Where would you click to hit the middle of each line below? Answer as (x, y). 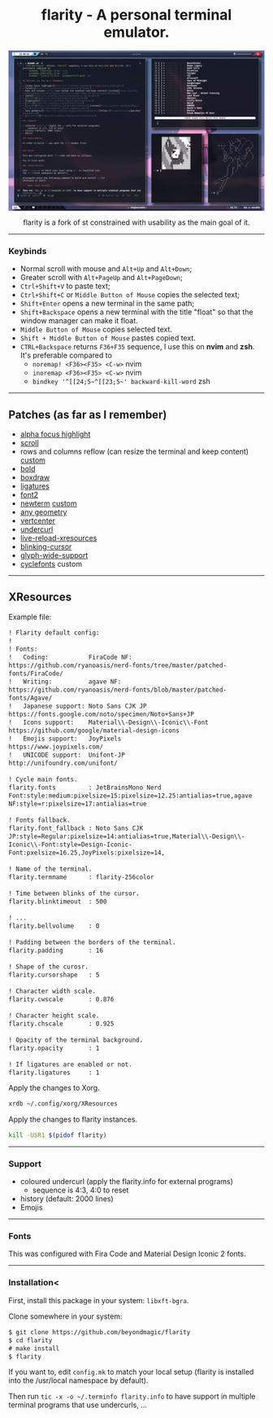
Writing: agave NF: (72, 682)
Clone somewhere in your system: (65, 1316)
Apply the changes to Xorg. (54, 1087)
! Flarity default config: (54, 633)
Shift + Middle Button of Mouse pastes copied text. (108, 338)
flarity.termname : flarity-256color (81, 877)
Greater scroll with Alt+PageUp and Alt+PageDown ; (101, 278)
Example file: (30, 617)
